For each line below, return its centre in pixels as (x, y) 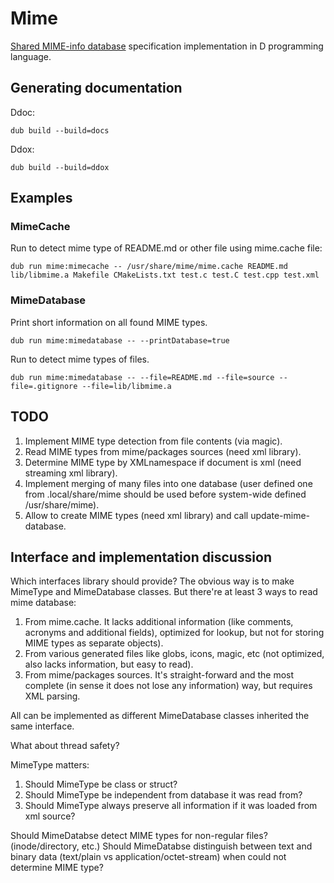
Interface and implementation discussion (141, 557)
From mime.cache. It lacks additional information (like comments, (159, 622)
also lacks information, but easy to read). (109, 664)
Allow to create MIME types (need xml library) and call (136, 515)
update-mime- (280, 515)
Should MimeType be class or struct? (101, 784)
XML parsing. (52, 696)
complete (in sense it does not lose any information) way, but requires (168, 686)
